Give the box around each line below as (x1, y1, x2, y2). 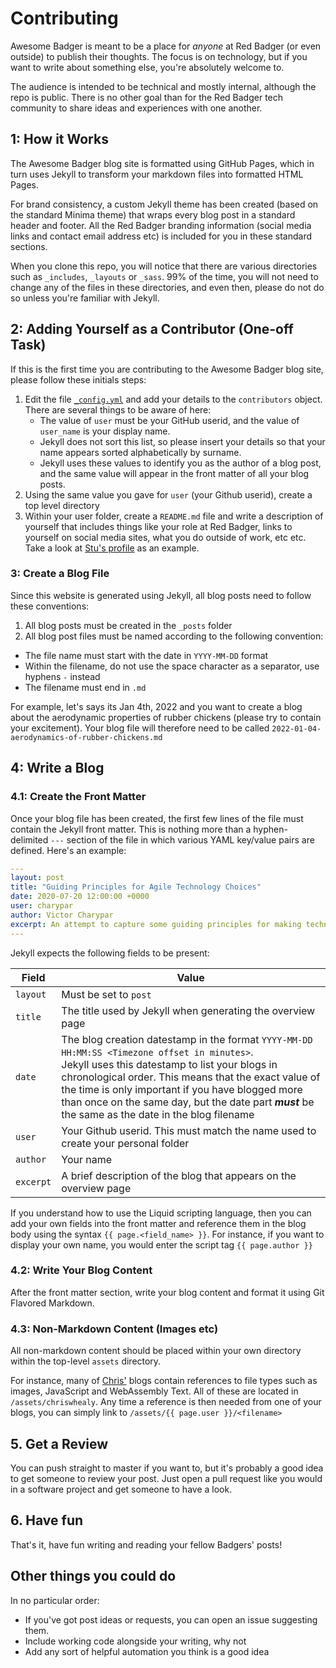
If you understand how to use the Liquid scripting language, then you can (10, 1207, 312, 1219)
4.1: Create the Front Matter (10, 790, 147, 804)
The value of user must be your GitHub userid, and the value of (39, 414, 300, 426)
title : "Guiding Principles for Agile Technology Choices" (10, 882, 262, 892)
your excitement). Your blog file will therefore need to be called (10, 722, 270, 734)
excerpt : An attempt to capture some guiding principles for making (10, 919, 302, 929)
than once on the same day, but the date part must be (61, 1095, 315, 1109)
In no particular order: (10, 1594, 100, 1606)
